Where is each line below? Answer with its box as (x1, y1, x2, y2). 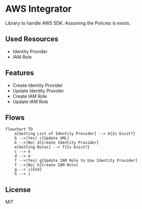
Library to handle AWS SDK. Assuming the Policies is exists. (5, 20, 131, 26)
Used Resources (5, 35, 59, 43)
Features (5, 68, 34, 77)
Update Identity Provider (12, 87, 65, 94)
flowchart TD (5, 127, 33, 132)
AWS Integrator (5, 3, 72, 15)
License (5, 185, 31, 194)
